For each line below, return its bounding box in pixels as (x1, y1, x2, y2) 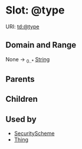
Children (5, 94, 38, 104)
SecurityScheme (14, 130, 55, 137)
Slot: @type (5, 4, 65, 17)
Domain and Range (5, 40, 77, 50)
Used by (5, 114, 37, 124)
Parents (5, 74, 35, 84)
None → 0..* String (5, 55, 50, 64)
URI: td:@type (5, 23, 40, 30)
